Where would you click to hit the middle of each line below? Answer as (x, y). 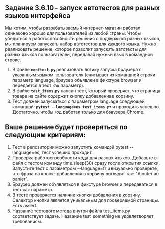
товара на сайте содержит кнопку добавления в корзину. (73, 96)
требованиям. (27, 221)
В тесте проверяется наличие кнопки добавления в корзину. (77, 195)
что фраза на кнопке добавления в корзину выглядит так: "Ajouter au (85, 173)
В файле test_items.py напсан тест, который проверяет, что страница (86, 90)
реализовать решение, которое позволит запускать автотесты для (76, 49)
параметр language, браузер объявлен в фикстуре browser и (77, 80)
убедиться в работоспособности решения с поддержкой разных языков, (83, 38)
